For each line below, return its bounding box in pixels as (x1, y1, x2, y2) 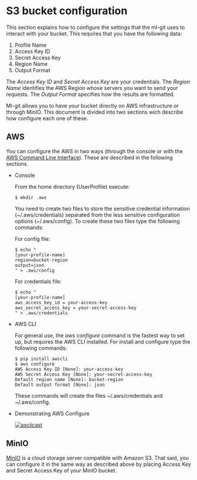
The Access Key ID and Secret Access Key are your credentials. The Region (6, 78, 191, 85)
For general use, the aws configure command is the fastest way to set (14, 331, 185, 339)
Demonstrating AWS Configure (14, 410, 90, 417)
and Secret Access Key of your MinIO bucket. (6, 466, 117, 474)
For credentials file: (14, 278, 62, 285)
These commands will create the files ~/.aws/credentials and (14, 392, 163, 399)
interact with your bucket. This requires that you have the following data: (6, 30, 182, 37)
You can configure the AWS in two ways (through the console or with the (6, 147, 183, 154)
